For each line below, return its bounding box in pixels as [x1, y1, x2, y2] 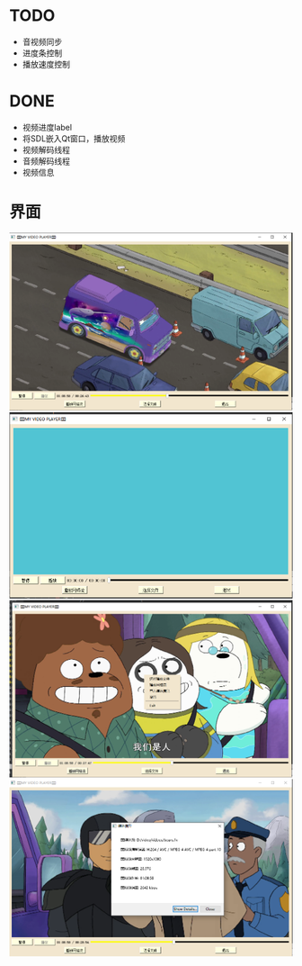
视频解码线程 [22, 144, 70, 155]
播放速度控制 [22, 59, 70, 69]
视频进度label [22, 122, 73, 132]
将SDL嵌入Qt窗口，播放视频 [22, 132, 126, 144]
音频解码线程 [22, 155, 70, 167]
